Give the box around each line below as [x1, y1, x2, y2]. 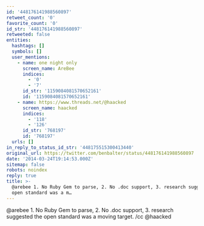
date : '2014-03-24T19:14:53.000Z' [6, 156, 94, 162]
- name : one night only [17, 60, 78, 66]
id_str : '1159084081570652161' [22, 88, 102, 94]
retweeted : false [6, 32, 50, 38]
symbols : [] [12, 49, 42, 55]
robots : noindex [6, 167, 47, 173]
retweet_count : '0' [6, 15, 56, 21]
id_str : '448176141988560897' [6, 26, 83, 32]
